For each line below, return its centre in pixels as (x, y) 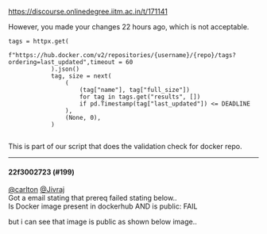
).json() (65, 69)
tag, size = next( (81, 76)
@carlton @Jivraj (37, 190)
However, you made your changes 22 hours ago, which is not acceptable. (129, 27)
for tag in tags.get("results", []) (140, 97)
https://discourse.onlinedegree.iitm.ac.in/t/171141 (88, 12)
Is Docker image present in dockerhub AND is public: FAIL (103, 206)
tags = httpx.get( (39, 41)
